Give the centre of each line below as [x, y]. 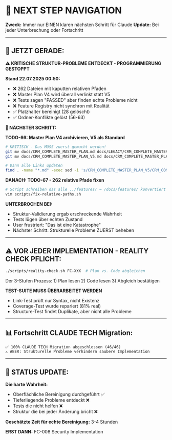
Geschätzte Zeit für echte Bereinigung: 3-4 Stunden [62, 422]
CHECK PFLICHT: [33, 259]
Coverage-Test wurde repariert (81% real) [57, 306]
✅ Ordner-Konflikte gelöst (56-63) [49, 117]
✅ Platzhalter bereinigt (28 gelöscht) [51, 112]
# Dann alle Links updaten [34, 166]
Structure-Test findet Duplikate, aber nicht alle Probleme [72, 311]
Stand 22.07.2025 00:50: [33, 78]
